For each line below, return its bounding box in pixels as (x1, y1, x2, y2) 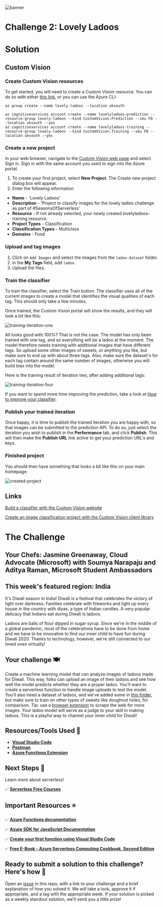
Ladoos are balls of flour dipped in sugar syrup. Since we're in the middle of (5, 620, 157, 626)
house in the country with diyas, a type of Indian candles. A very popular (5, 606, 150, 612)
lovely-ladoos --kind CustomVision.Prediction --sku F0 (37, 116, 153, 121)
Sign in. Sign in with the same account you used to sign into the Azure (5, 161, 145, 166)
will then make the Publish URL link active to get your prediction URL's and (5, 435, 154, 441)
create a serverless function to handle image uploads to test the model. (5, 687, 148, 692)
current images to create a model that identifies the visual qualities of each (5, 293, 155, 299)
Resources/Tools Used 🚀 (5, 726, 81, 735)
